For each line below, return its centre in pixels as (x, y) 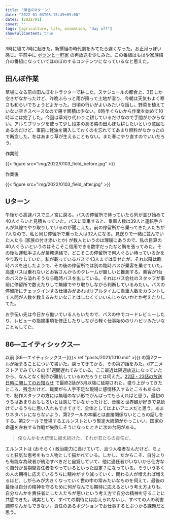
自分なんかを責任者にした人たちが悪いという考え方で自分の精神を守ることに (85, 493)
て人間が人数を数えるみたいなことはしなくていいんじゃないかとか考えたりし (85, 297)
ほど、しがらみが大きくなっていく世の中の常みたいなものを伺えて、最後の (87, 480)
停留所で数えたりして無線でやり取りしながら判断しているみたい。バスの (90, 284)
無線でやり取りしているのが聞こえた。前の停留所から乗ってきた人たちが (89, 227)
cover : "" (16, 24)
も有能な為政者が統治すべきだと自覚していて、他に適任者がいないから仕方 (83, 462)
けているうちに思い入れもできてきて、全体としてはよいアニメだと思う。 (80, 408)
